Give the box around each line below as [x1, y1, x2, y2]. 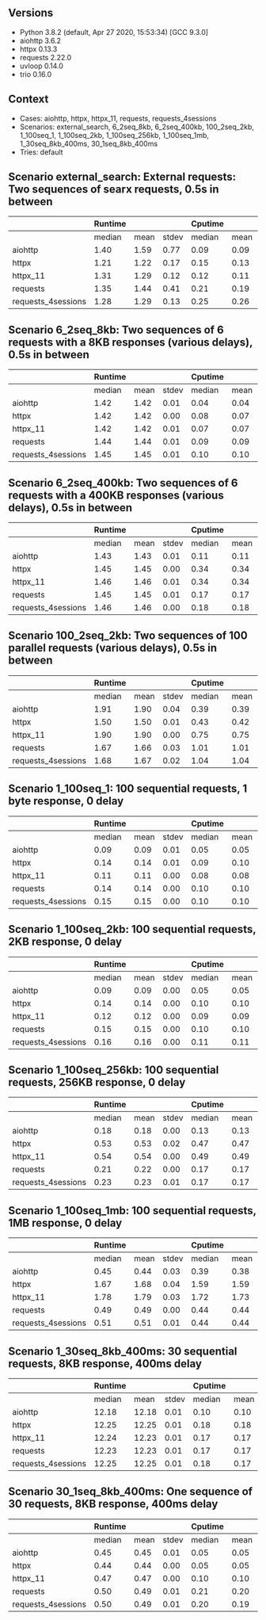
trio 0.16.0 [19, 69, 52, 78]
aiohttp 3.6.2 [19, 36, 62, 45]
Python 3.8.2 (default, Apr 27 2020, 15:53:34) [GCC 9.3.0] [19, 27, 208, 36]
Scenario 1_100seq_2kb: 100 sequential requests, [8, 923, 256, 936]
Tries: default [19, 147, 63, 157]
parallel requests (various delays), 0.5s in [8, 641, 218, 655]
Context [8, 93, 49, 106]
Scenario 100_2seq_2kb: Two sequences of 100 [8, 629, 248, 643]
